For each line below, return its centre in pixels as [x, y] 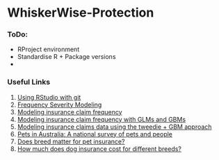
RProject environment [48, 49]
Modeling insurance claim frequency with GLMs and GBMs [102, 119]
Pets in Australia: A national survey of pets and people [95, 134]
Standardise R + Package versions [66, 57]
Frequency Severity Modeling [59, 105]
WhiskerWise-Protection [81, 13]
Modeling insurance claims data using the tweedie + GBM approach [114, 127]
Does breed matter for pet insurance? [71, 141]
